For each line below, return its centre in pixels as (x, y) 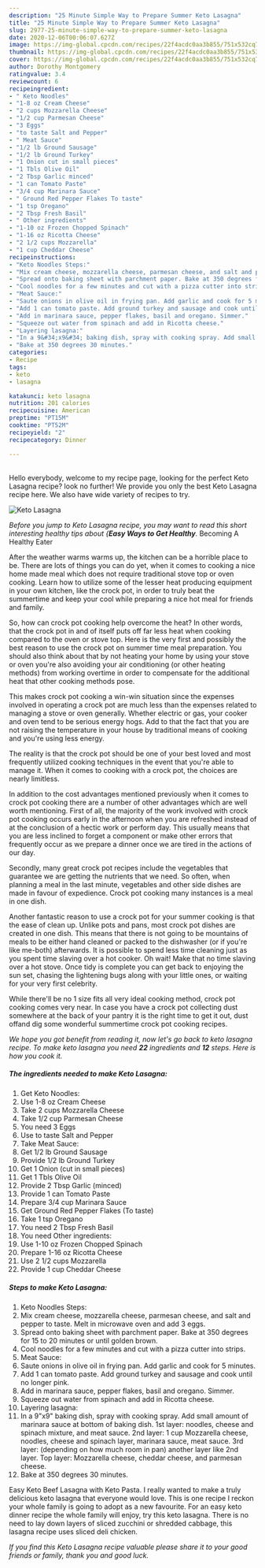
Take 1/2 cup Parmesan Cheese (72, 1119)
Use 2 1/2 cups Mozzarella (63, 1261)
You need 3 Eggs (48, 1127)
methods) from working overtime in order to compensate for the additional (129, 673)
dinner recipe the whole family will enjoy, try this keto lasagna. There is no (129, 1515)
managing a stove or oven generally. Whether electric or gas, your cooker (128, 713)
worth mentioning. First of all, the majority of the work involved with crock (129, 810)
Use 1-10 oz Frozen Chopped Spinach (81, 1244)
